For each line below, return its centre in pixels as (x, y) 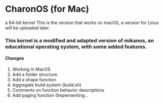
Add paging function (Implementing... (50, 95)
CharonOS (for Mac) (47, 9)
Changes (15, 58)
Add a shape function (34, 80)
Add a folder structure (35, 75)
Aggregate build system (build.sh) (47, 85)
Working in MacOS (31, 69)
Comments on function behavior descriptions (58, 90)
